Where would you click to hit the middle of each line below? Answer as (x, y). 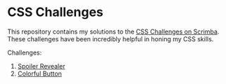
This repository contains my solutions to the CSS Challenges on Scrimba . (113, 31)
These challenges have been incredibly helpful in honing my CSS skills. (111, 38)
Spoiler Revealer (41, 66)
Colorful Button (39, 73)
